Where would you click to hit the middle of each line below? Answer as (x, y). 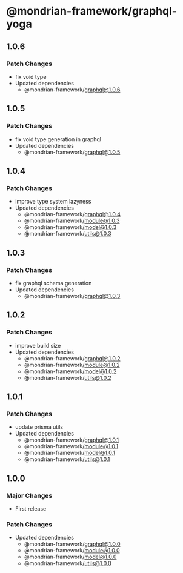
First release (31, 509)
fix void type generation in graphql (58, 139)
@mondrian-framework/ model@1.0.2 (70, 371)
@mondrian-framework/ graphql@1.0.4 (72, 214)
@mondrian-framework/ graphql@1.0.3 (72, 296)
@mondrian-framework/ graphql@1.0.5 (72, 152)
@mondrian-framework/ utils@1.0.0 (68, 563)
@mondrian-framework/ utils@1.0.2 (68, 377)
